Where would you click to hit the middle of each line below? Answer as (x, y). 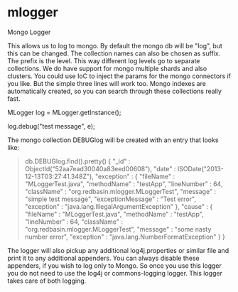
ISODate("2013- (200, 168)
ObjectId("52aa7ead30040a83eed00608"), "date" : (100, 168)
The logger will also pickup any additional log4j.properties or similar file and (118, 250)
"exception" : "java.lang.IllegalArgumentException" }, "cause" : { (119, 206)
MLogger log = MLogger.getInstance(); (64, 112)
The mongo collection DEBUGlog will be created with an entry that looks (113, 140)
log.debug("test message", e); (52, 126)
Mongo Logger (29, 32)
